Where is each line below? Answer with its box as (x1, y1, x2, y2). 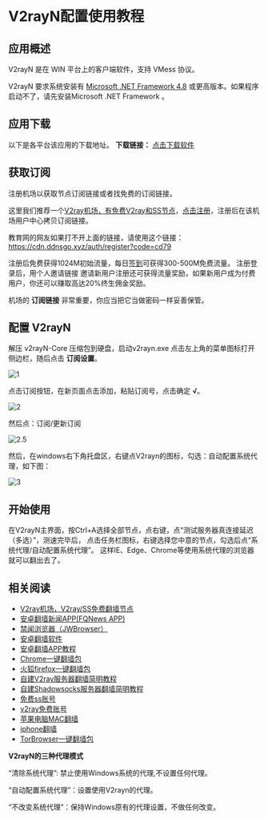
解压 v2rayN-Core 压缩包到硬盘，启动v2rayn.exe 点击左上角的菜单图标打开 (8, 344, 255, 353)
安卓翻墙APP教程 (19, 644, 77, 654)
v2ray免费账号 (19, 704, 67, 714)
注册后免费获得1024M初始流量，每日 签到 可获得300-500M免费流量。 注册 (8, 258, 250, 268)
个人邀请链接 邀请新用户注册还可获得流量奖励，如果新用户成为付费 (35, 268, 256, 277)
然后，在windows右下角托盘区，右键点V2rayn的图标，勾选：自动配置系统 (8, 451, 250, 461)
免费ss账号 (19, 694, 56, 704)
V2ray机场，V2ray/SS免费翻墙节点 (19, 604, 134, 614)
